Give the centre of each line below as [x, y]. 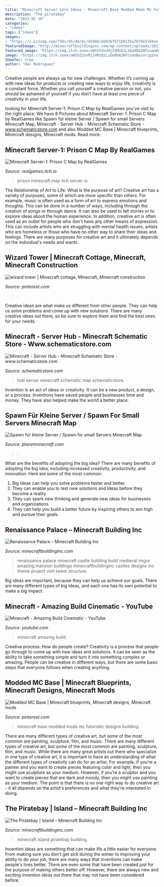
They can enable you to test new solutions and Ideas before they [77, 488]
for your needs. [20, 321]
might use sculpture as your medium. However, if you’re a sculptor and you [81, 772]
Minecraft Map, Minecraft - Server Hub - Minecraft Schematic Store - [75, 124]
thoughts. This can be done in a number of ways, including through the [76, 206]
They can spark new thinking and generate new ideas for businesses [82, 499]
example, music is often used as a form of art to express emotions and [76, 200]
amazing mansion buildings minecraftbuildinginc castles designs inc [86, 566]
